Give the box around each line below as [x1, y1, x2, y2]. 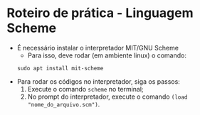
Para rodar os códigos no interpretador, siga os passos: [16, 77, 181, 86]
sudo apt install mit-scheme [16, 65, 104, 72]
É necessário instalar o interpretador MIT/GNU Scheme [16, 43, 179, 52]
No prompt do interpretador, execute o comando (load [27, 92, 188, 101]
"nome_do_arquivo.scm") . [27, 99, 100, 108]
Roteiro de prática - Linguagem [6, 5, 194, 21]
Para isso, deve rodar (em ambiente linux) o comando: [27, 51, 186, 60]
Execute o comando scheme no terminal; [27, 84, 144, 93]
